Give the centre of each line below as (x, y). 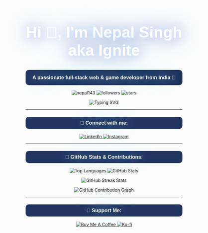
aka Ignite (104, 50)
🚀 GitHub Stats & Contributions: (104, 157)
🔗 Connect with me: (104, 122)
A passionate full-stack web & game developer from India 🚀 (104, 77)
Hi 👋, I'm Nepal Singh (104, 32)
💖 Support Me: (104, 210)
